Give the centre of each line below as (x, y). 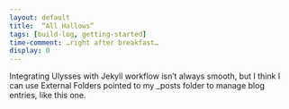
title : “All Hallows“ (52, 26)
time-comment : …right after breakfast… (84, 42)
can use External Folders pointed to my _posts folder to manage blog (137, 86)
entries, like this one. (48, 96)
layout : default (40, 17)
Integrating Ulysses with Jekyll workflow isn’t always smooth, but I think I (145, 76)
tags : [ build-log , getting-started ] (78, 34)
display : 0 (30, 51)
